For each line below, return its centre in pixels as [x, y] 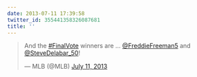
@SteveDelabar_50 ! [52, 53]
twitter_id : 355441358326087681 [54, 20]
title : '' [21, 26]
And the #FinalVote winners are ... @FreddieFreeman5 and [107, 46]
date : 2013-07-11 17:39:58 [46, 13]
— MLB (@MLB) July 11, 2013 [66, 67]
